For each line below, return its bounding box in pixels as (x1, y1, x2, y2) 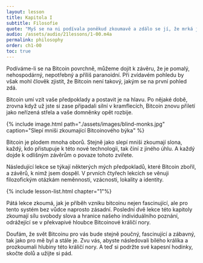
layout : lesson (6, 8, 45, 15)
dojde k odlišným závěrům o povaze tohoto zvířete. (6, 151, 134, 158)
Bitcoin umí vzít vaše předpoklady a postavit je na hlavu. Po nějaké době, (6, 96, 188, 103)
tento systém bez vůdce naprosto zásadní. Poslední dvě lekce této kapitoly (6, 206, 193, 213)
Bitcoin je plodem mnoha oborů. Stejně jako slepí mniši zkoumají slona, (6, 138, 182, 146)
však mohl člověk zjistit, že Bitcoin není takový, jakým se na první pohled (6, 77, 187, 85)
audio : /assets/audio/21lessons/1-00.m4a (6, 31, 112, 37)
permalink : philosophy (6, 37, 63, 43)
